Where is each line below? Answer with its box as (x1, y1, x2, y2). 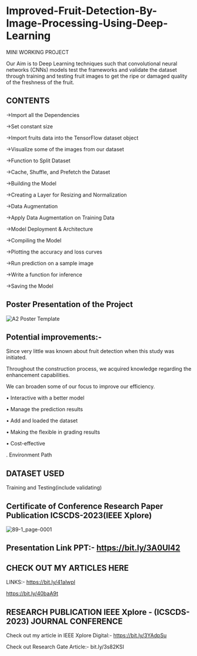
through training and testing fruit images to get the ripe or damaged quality (6, 72, 188, 79)
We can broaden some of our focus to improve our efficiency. (6, 383, 155, 390)
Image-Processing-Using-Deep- (6, 16, 168, 30)
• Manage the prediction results (6, 406, 84, 413)
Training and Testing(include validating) (6, 484, 102, 491)
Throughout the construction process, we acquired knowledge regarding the (6, 365, 192, 372)
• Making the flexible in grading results (6, 428, 101, 436)
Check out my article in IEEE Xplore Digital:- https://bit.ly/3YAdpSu (6, 632, 167, 639)
